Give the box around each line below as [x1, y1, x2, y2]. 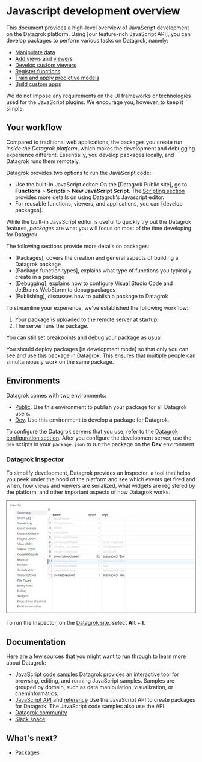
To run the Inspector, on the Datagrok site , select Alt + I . [6, 619, 145, 627]
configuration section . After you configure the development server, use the [6, 434, 192, 441]
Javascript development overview [6, 4, 180, 18]
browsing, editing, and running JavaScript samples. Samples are [14, 677, 175, 684]
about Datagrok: [6, 659, 46, 666]
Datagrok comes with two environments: [6, 392, 106, 399]
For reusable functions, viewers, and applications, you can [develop [14, 200, 183, 207]
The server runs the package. [14, 322, 89, 329]
